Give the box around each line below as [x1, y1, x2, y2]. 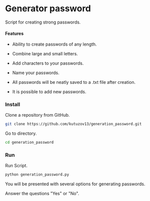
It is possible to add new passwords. [12, 89, 87, 95]
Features [5, 30, 24, 36]
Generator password [5, 3, 91, 14]
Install [5, 101, 21, 108]
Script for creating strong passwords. [5, 19, 81, 25]
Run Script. [5, 163, 28, 169]
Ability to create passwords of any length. [12, 41, 97, 47]
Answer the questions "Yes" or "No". [5, 191, 80, 197]
